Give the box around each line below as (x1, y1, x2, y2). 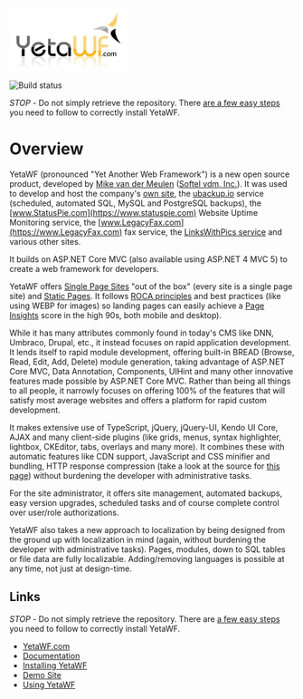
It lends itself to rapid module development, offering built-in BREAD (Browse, (9, 346, 295, 357)
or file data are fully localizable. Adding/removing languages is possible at (9, 553, 285, 564)
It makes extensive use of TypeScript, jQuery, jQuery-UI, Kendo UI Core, (9, 422, 279, 432)
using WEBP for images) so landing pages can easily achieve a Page (9, 300, 265, 311)
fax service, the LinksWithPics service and (124, 226, 283, 238)
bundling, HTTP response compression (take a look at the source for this (9, 461, 280, 471)
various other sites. (9, 236, 81, 247)
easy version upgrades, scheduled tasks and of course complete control (9, 497, 280, 508)
